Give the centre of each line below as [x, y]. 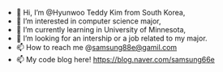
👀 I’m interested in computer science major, [88, 21]
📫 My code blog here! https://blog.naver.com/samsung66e [115, 59]
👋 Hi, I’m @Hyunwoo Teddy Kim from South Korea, [101, 13]
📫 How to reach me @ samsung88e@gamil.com [96, 47]
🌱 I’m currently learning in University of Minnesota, [101, 30]
